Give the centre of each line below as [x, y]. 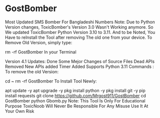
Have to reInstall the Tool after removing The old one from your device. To [79, 37]
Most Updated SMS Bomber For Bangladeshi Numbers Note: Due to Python [80, 22]
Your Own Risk [20, 111]
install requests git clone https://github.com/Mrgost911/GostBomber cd [76, 96]
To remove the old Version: [32, 71]
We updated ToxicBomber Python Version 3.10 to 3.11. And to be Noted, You [80, 32]
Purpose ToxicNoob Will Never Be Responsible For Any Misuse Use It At [77, 106]
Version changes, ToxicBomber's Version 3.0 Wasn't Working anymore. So [79, 27]
